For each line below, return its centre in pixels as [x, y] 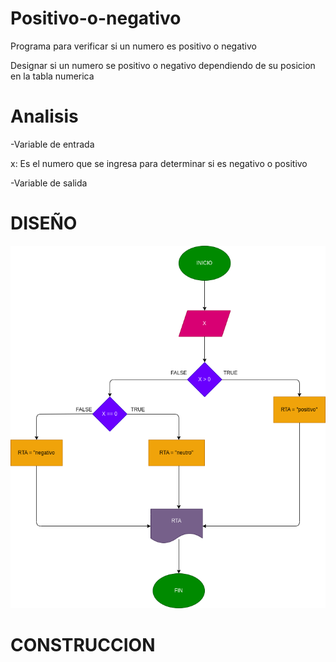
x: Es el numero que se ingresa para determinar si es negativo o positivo [159, 163]
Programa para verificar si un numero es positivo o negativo [133, 46]
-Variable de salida [49, 183]
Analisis [44, 116]
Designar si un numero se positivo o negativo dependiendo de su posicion [163, 65]
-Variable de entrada [52, 144]
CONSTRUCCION [83, 644]
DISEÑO [44, 223]
